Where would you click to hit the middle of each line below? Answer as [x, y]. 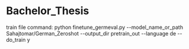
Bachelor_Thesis [48, 11]
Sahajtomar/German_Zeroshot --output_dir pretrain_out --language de [91, 33]
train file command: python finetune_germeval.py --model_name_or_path [95, 27]
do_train [16, 40]
